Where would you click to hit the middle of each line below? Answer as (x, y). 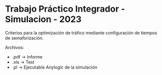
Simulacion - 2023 (43, 19)
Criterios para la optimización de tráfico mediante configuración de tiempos (81, 33)
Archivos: (15, 47)
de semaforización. (24, 38)
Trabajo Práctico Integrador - (65, 9)
